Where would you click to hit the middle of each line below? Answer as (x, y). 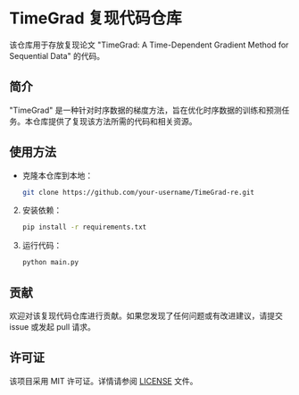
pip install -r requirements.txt (84, 227)
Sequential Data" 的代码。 (57, 55)
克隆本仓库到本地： (58, 175)
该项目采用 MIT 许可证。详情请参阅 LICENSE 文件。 (104, 381)
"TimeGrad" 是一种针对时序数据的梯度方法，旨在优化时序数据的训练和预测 (145, 110)
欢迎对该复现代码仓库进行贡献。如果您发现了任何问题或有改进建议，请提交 (146, 315)
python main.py (50, 263)
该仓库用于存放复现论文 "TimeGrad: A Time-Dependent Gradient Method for (149, 45)
